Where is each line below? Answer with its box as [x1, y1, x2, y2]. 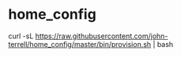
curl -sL [8, 31, 34, 41]
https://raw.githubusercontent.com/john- [35, 31, 168, 41]
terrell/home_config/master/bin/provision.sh [8, 39, 152, 48]
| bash [153, 39, 174, 48]
